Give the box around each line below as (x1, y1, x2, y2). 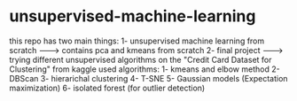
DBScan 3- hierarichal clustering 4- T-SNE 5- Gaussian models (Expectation (9, 73, 288, 83)
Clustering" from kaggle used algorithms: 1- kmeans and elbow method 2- (9, 64, 281, 74)
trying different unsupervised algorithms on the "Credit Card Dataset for (9, 54, 272, 65)
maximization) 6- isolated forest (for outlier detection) (9, 82, 206, 93)
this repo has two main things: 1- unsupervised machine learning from (9, 35, 265, 46)
